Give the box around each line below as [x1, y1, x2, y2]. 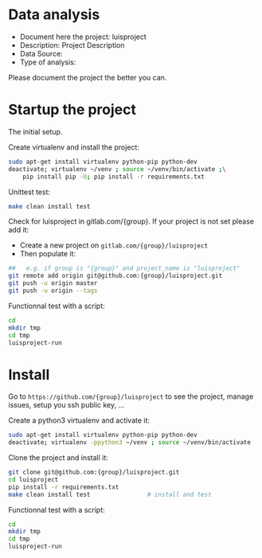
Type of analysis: [19, 57, 76, 67]
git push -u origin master [8, 279, 98, 287]
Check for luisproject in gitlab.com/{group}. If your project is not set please [8, 217, 255, 226]
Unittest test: [8, 187, 50, 197]
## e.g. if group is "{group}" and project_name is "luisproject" [8, 264, 240, 272]
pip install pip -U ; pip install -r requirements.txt [22, 173, 205, 181]
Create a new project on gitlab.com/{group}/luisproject [19, 240, 209, 250]
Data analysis [8, 6, 100, 24]
